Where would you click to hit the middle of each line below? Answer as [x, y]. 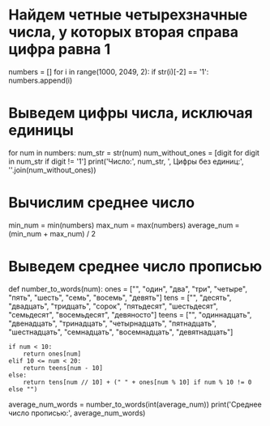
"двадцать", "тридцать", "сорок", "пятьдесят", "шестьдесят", [114, 306]
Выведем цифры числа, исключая [131, 113]
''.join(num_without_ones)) [52, 170]
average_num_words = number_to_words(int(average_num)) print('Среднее [135, 404]
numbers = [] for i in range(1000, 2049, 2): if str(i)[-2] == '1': [109, 71]
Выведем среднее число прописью [135, 266]
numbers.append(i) [41, 80]
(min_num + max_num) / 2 [52, 233]
